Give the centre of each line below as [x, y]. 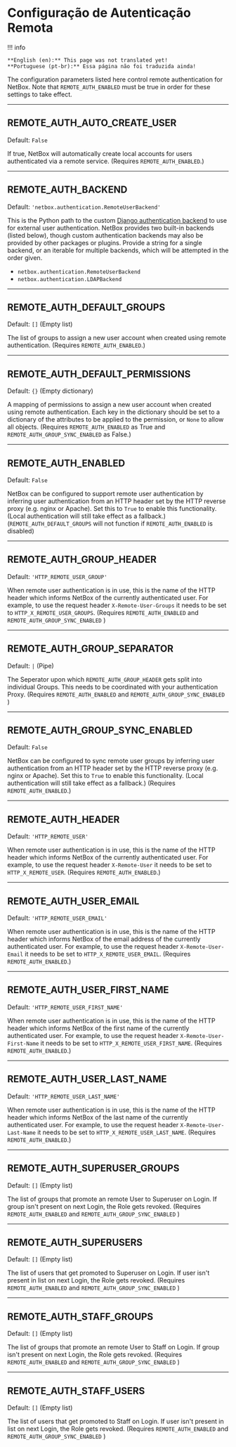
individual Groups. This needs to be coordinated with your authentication [113, 687]
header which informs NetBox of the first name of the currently [98, 1028]
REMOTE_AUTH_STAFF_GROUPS [80, 1317]
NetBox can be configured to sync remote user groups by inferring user [111, 761]
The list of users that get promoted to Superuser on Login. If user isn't [109, 1273]
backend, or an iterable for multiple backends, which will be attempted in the [118, 250]
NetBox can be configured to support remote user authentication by [105, 494]
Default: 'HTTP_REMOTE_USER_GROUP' [57, 576]
